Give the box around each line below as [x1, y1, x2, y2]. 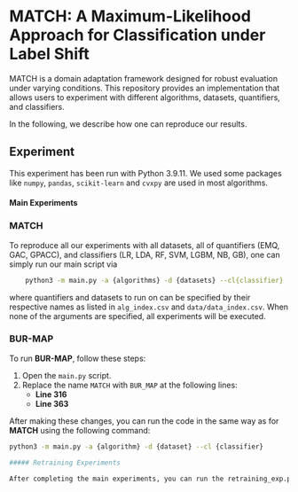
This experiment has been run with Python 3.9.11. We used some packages [9, 168, 282, 178]
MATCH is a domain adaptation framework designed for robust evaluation [9, 73, 278, 83]
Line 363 [35, 398, 69, 409]
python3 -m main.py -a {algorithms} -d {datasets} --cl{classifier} [25, 276, 284, 285]
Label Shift [9, 44, 90, 64]
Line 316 [35, 388, 67, 400]
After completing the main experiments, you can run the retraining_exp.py [9, 474, 295, 483]
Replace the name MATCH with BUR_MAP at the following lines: [21, 379, 238, 390]
